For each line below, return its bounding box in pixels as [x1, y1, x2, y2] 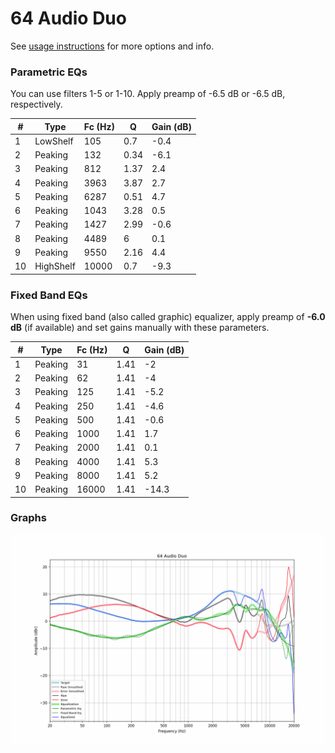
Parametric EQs [10, 65, 88, 79]
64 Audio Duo [10, 7, 127, 30]
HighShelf [34, 260, 76, 272]
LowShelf [34, 135, 74, 147]
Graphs [10, 511, 47, 525]
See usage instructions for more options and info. [10, 40, 215, 52]
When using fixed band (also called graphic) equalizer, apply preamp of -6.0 [10, 311, 326, 323]
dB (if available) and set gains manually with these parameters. [10, 322, 270, 334]
